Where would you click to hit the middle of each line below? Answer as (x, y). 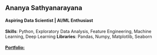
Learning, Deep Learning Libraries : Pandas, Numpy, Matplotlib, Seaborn (78, 37)
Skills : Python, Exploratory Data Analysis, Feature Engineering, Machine (78, 31)
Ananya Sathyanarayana (44, 8)
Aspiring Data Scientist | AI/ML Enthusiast (49, 20)
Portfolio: (15, 48)
